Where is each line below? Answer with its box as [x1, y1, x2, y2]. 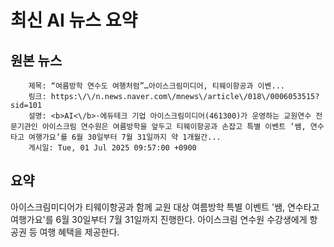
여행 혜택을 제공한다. [39, 226, 120, 238]
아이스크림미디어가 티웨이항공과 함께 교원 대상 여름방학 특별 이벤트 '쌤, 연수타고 [10, 201, 320, 213]
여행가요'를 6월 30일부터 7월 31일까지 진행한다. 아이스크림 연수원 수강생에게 [10, 213, 308, 225]
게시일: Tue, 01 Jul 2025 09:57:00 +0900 [28, 143, 197, 153]
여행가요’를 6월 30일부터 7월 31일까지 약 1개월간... [28, 132, 222, 142]
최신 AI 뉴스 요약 [10, 9, 138, 32]
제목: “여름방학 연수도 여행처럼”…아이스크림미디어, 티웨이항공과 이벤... [28, 81, 285, 91]
